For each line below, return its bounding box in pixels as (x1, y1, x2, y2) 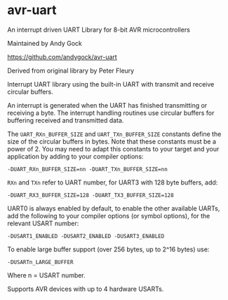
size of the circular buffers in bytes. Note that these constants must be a (7, 137, 216, 146)
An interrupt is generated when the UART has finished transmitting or (7, 101, 208, 109)
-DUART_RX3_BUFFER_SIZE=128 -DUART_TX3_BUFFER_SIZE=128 (7, 192, 174, 199)
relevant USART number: (7, 219, 79, 227)
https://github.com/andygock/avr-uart (7, 52, 117, 61)
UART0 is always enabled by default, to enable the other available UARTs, (7, 204, 220, 213)
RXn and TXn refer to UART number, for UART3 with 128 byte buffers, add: (7, 178, 218, 187)
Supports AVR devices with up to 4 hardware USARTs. (7, 285, 164, 293)
